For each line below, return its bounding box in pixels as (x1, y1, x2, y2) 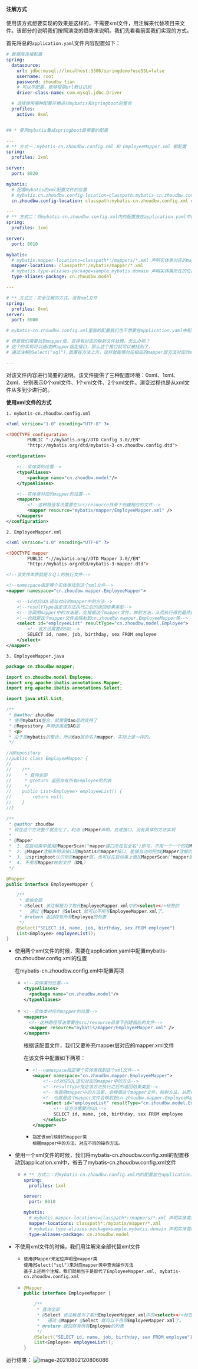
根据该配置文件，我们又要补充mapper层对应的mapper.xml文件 (23, 1042, 174, 1049)
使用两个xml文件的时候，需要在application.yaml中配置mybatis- (14, 947, 168, 954)
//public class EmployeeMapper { (6, 756, 88, 762)
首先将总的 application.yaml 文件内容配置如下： (6, 40, 121, 47)
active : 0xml (16, 111, 49, 118)
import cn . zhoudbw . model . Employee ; (6, 674, 94, 680)
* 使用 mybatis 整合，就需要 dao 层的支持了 (8, 717, 98, 723)
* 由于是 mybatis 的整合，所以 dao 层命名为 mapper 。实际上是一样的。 (8, 734, 153, 740)
